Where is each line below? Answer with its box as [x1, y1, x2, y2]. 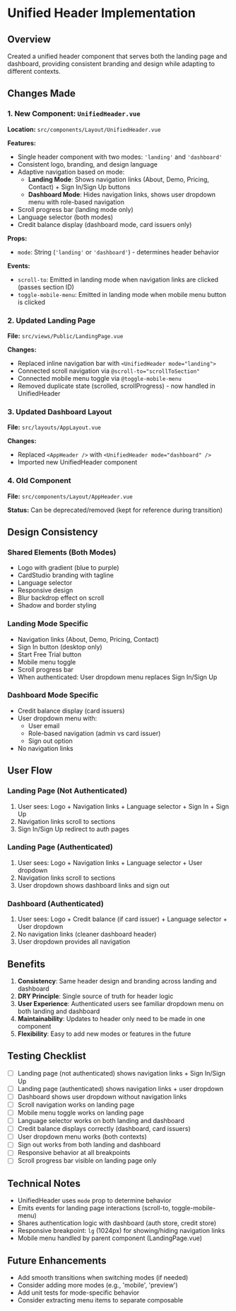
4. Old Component [7, 476, 72, 486]
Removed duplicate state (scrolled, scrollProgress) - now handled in [17, 381, 216, 390]
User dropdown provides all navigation [17, 937, 131, 946]
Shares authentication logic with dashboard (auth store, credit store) [17, 1219, 217, 1227]
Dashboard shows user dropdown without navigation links [17, 1092, 187, 1100]
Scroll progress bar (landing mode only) [17, 205, 134, 213]
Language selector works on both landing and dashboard [17, 1117, 185, 1125]
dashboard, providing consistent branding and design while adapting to [7, 60, 216, 68]
